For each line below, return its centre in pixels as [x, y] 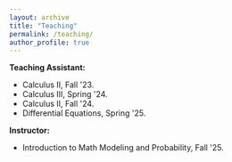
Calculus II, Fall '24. [58, 104]
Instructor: [30, 131]
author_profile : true [50, 42]
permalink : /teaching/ [51, 34]
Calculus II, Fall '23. [58, 85]
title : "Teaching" [43, 26]
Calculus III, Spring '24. [65, 94]
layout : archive [39, 17]
